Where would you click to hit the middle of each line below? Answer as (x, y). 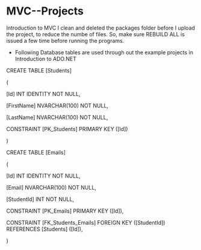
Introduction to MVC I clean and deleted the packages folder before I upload (101, 28)
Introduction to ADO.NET (45, 59)
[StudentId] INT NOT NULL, (40, 199)
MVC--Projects (45, 11)
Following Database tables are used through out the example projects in (104, 52)
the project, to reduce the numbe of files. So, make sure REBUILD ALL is (96, 34)
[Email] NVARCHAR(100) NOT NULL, (51, 187)
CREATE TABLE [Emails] (36, 152)
